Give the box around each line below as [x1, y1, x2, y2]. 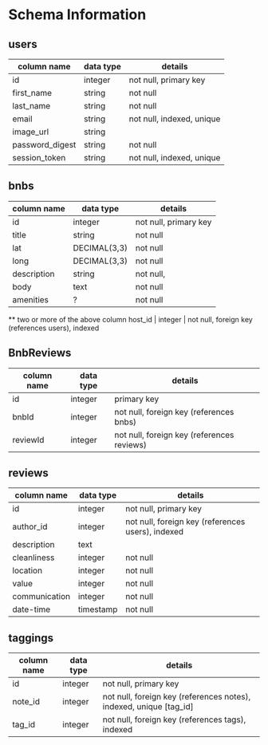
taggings [8, 631, 54, 644]
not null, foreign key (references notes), [102, 692, 251, 703]
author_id [12, 521, 48, 532]
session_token [12, 152, 66, 163]
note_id [12, 696, 40, 708]
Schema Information [8, 6, 147, 24]
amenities [12, 294, 49, 305]
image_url [12, 126, 49, 137]
